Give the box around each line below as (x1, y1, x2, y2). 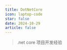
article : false (5, 25, 36, 30)
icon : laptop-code (5, 12, 43, 17)
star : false (5, 16, 29, 21)
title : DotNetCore (5, 7, 43, 12)
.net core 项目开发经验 (17, 40, 63, 46)
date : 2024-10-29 (5, 21, 41, 26)
